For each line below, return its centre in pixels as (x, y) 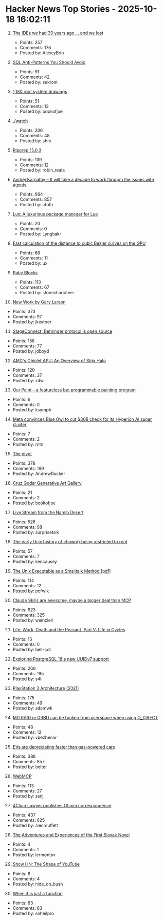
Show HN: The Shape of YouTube (46, 864)
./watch (20, 121)
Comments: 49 (27, 703)
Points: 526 (24, 522)
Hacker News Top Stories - (61, 9)
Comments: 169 (28, 468)
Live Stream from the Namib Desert (48, 512)
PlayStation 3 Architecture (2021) (46, 688)
